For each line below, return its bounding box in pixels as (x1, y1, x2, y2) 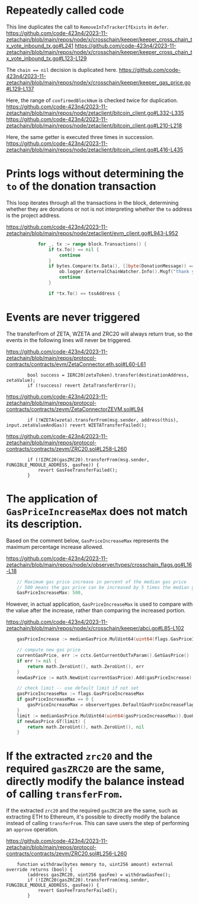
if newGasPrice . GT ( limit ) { (17, 718, 86, 725)
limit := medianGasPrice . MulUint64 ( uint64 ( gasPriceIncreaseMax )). (17, 713, 184, 719)
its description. (6, 517, 82, 530)
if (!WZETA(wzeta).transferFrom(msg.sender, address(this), (27, 417, 179, 423)
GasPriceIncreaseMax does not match (6, 504, 188, 518)
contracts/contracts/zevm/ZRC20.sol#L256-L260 (6, 850, 127, 857)
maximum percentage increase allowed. (6, 543, 104, 550)
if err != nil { (17, 658, 57, 664)
